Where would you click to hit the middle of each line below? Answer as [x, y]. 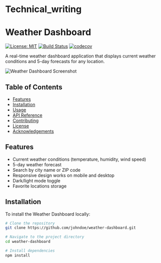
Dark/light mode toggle [36, 180]
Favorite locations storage [39, 186]
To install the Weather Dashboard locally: [48, 214]
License [21, 126]
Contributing [25, 120]
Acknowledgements [33, 131]
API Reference [27, 115]
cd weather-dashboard [28, 242]
